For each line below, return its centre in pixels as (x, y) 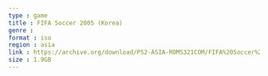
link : (19, 52)
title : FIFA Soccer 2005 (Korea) (66, 23)
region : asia (32, 45)
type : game (28, 15)
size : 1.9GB (30, 60)
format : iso (30, 38)
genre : (21, 30)
